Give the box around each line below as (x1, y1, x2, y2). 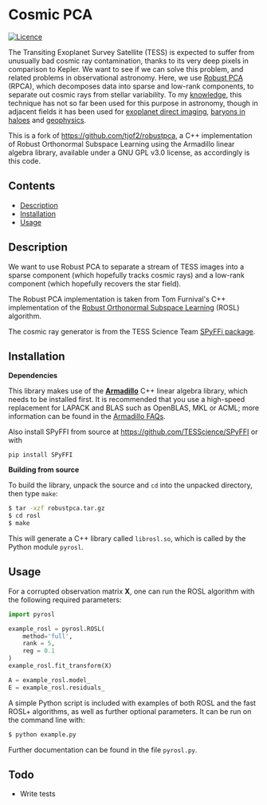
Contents (8, 180, 56, 193)
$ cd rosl (8, 512, 41, 520)
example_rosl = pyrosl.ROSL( (8, 625, 105, 633)
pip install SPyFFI (8, 451, 73, 460)
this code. (8, 156, 41, 165)
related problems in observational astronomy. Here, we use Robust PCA (8, 73, 243, 82)
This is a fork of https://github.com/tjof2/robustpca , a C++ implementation (8, 130, 253, 140)
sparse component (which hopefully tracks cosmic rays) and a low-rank (8, 270, 245, 280)
